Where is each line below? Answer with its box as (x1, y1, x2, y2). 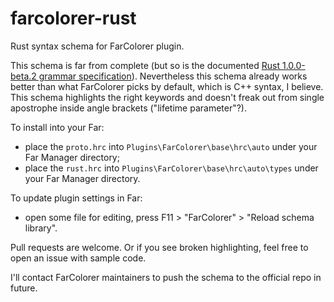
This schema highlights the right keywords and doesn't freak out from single (10, 91, 325, 103)
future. (10, 282, 38, 294)
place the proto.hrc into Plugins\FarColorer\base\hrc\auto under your (24, 140, 318, 152)
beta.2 (10, 70, 37, 82)
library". (24, 222, 58, 234)
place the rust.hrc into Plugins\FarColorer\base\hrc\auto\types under (24, 162, 319, 174)
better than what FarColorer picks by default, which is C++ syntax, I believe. (10, 80, 324, 92)
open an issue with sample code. (10, 252, 147, 264)
